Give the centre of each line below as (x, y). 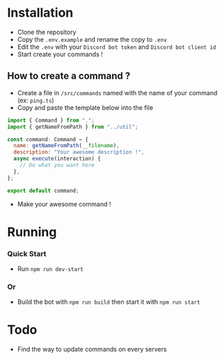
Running (32, 232)
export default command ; (43, 190)
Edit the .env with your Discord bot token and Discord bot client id (117, 47)
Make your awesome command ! (64, 204)
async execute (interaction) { (57, 159)
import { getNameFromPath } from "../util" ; (73, 126)
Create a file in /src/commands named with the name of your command (117, 92)
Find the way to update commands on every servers (92, 350)
